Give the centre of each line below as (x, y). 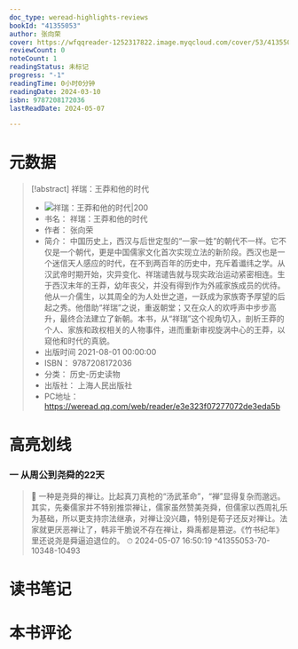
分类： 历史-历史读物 (82, 375)
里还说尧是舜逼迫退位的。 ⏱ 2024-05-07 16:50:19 (122, 540)
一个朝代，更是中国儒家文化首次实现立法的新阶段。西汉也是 (169, 252)
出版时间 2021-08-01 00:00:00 (100, 352)
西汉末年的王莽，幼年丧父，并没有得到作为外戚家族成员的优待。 (169, 286)
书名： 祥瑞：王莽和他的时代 (96, 219)
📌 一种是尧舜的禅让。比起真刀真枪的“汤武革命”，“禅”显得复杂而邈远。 (158, 496)
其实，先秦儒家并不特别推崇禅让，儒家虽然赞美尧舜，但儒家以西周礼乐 (159, 507)
